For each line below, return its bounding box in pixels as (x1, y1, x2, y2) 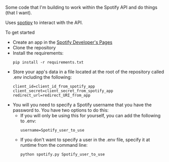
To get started (5, 29, 35, 35)
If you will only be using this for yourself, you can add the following (20, 113, 161, 118)
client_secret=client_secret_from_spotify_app (12, 88, 114, 93)
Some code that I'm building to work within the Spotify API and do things (5, 5, 158, 10)
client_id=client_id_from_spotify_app (12, 84, 95, 89)
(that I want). (5, 10, 32, 16)
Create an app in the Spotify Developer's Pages (12, 39, 113, 45)
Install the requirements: (12, 50, 64, 56)
